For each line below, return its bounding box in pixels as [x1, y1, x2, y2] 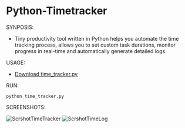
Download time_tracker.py [14, 70, 78, 77]
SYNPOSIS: [6, 24, 34, 31]
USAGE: [6, 59, 25, 66]
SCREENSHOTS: [6, 103, 46, 110]
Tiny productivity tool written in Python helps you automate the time [14, 35, 179, 42]
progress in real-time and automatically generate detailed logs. [14, 47, 167, 54]
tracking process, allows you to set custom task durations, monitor [14, 41, 176, 48]
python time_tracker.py [6, 93, 65, 99]
